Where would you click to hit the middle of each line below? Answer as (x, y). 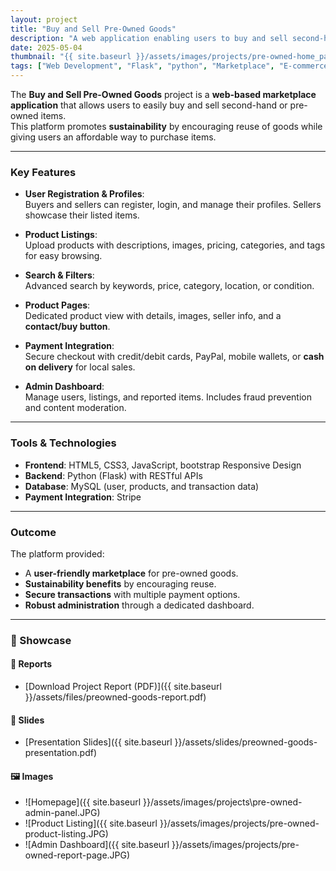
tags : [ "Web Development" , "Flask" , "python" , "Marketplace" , (142, 66)
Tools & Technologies (63, 443)
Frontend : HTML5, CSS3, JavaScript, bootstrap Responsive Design (163, 465)
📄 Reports (31, 664)
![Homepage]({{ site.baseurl (83, 802)
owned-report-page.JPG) (77, 855)
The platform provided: (57, 553)
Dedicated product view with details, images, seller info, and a (153, 316)
